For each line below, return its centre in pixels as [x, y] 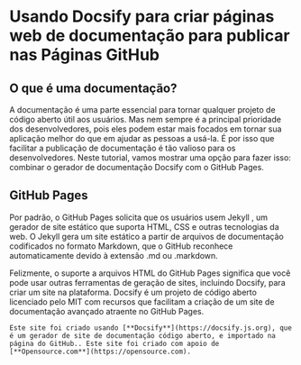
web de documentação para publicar [150, 36]
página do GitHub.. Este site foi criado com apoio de [114, 343]
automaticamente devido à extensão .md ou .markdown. [114, 255]
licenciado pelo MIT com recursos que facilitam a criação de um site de [142, 301]
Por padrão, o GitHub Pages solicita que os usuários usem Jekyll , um [139, 217]
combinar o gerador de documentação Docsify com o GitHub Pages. [137, 167]
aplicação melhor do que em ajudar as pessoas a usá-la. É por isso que [142, 138]
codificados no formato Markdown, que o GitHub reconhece [121, 246]
